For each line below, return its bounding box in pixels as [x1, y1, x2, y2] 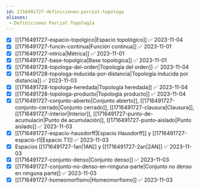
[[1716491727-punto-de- [93, 110, 153, 117]
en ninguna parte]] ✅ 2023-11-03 [14, 170, 97, 177]
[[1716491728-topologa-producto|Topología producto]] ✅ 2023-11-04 [14, 90, 186, 97]
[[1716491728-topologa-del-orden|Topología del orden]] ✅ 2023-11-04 [14, 63, 189, 71]
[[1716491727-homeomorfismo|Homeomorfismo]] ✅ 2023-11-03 [14, 176, 173, 184]
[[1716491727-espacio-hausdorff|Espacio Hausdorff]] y [14, 129, 151, 136]
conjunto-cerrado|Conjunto [14, 103, 82, 111]
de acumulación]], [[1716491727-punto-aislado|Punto [60, 116, 192, 123]
